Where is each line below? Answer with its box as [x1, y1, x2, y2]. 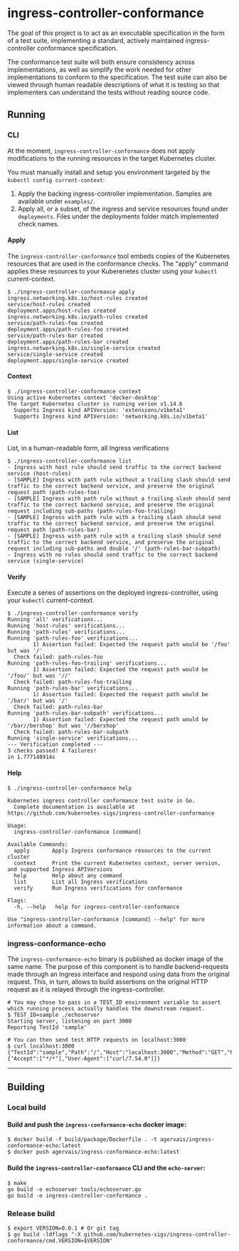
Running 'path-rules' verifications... [7, 628, 126, 636]
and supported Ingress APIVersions [7, 865, 113, 873]
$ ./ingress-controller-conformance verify [7, 610, 139, 617]
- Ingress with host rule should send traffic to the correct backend [7, 464, 221, 471]
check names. [17, 219, 59, 228]
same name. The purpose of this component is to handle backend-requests [7, 962, 229, 970]
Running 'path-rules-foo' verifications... [7, 635, 139, 642]
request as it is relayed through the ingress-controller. [7, 985, 165, 993]
